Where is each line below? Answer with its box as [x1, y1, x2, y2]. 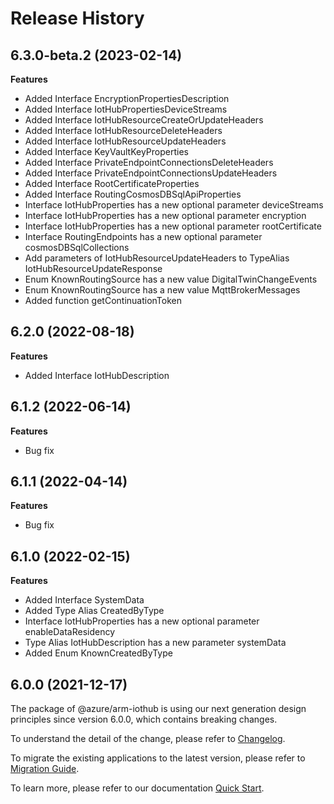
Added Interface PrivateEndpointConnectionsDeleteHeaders [24, 157, 274, 168]
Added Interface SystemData [24, 594, 145, 606]
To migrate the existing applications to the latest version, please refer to [10, 752, 306, 764]
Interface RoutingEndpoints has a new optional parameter [24, 231, 263, 242]
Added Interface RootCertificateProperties [24, 178, 200, 189]
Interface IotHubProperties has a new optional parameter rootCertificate [24, 220, 322, 232]
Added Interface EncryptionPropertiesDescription [24, 93, 230, 104]
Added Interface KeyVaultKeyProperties [24, 146, 189, 157]
